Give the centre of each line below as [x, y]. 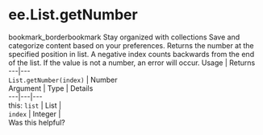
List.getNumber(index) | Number [63, 80]
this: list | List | [35, 105]
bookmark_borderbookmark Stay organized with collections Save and [124, 37]
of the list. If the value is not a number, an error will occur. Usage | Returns [132, 63]
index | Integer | [35, 113]
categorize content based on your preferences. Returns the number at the [131, 45]
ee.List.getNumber [73, 15]
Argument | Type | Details [51, 88]
